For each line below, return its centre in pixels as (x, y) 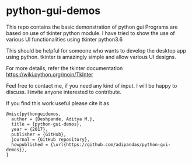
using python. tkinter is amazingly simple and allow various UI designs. (91, 57)
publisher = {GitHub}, (39, 134)
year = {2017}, (30, 129)
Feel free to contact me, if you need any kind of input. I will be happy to (92, 85)
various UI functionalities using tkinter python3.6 (64, 39)
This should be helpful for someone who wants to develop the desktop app (96, 50)
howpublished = (30, 144)
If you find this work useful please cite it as (58, 103)
